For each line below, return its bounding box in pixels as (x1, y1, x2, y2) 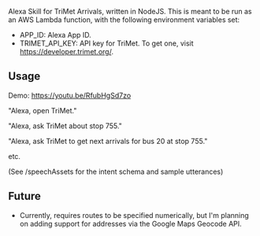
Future (8, 190, 42, 203)
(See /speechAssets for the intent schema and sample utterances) (8, 167, 224, 176)
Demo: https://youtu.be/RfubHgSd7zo (8, 90, 132, 100)
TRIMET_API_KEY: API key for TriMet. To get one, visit (19, 39, 195, 48)
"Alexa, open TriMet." (8, 105, 77, 115)
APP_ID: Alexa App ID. (19, 31, 92, 39)
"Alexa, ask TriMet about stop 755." (8, 121, 122, 131)
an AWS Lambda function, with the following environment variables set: (8, 15, 240, 24)
